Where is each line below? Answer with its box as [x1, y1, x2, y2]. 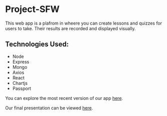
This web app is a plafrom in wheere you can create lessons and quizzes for [5, 20, 162, 26]
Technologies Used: [5, 40, 69, 49]
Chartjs [12, 80, 28, 86]
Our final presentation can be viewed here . [5, 104, 93, 111]
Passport [12, 85, 31, 91]
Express [12, 59, 29, 65]
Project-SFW [5, 4, 60, 15]
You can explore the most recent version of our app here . [5, 95, 123, 101]
